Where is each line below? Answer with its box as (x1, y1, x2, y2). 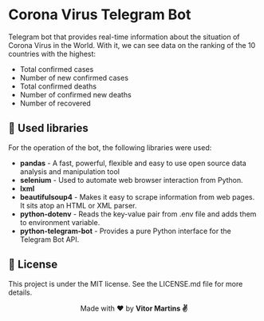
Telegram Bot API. (19, 234, 80, 244)
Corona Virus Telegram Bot (8, 6, 191, 24)
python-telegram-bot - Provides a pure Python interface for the (19, 226, 231, 236)
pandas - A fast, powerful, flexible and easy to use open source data (19, 158, 247, 168)
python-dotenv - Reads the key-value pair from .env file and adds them (19, 209, 257, 219)
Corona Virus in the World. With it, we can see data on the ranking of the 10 (8, 40, 256, 50)
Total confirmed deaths (19, 81, 97, 91)
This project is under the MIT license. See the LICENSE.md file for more (8, 279, 243, 288)
